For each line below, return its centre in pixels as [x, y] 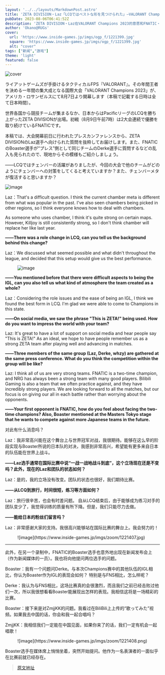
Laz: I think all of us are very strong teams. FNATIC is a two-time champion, [82, 373]
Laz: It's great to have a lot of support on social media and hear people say [81, 334]
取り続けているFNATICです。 [34, 126]
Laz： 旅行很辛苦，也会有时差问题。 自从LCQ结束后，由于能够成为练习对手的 [82, 501]
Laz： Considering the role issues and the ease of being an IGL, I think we [79, 298]
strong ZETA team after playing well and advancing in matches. [69, 344]
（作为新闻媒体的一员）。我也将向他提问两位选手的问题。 [62, 558]
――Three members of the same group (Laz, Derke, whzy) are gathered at [82, 353]
